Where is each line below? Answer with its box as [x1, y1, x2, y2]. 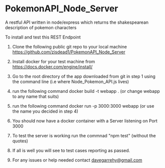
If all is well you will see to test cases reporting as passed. [12, 147, 131, 153]
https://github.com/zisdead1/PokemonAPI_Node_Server [12, 49, 126, 55]
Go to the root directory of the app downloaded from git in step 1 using [12, 73, 156, 79]
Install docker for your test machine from [12, 58, 95, 64]
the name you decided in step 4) [12, 108, 79, 114]
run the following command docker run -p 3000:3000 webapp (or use [12, 103, 154, 109]
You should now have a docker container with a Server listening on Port [12, 118, 158, 124]
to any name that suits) [12, 93, 59, 99]
